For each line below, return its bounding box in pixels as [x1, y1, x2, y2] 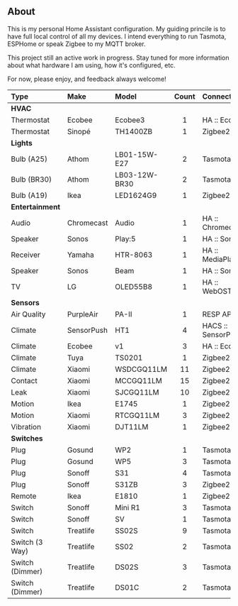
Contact [11, 375, 38, 385]
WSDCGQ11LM [115, 364, 168, 374]
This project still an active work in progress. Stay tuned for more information [7, 53, 229, 62]
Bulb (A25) [11, 154, 48, 164]
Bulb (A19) [11, 190, 48, 200]
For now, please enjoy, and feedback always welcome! [7, 75, 166, 83]
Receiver [11, 250, 40, 260]
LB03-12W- [115, 170, 158, 180]
